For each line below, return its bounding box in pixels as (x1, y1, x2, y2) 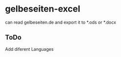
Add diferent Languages (5, 46, 54, 52)
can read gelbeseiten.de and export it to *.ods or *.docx (5, 19, 116, 25)
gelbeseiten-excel (5, 3, 81, 14)
